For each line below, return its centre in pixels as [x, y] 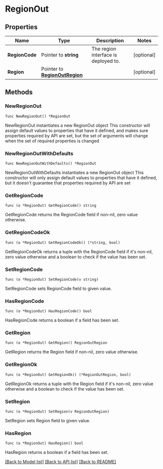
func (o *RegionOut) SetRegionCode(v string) [52, 279]
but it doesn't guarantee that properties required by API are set [68, 183]
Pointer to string [60, 55]
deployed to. [106, 61]
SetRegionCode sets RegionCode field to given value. [58, 288]
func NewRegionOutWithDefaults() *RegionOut [51, 163]
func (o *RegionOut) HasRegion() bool [44, 443]
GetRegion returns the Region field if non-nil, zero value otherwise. [72, 352]
